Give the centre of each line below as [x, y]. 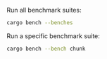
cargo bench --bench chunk [46, 49]
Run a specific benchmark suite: [53, 36]
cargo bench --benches [40, 23]
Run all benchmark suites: [44, 10]
